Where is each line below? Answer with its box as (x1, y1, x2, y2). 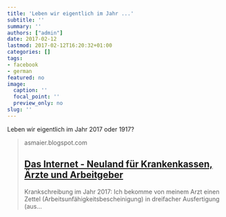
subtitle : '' (7, 17, 45, 23)
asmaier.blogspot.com (23, 138, 88, 147)
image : (7, 81, 26, 87)
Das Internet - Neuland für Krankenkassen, (23, 158, 213, 170)
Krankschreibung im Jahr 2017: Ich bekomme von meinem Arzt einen (23, 187, 220, 196)
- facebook (7, 61, 39, 68)
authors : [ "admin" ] (7, 29, 63, 37)
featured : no (7, 74, 45, 81)
